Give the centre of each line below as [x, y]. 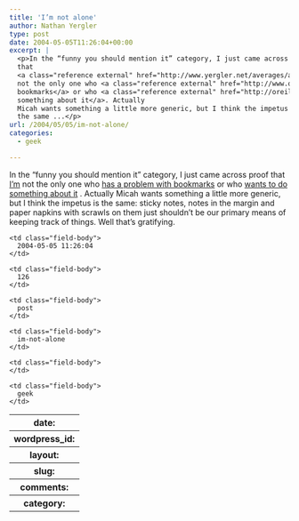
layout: [44, 454]
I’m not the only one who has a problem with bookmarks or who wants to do [148, 184]
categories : [31, 133]
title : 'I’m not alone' [53, 17]
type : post [29, 34]
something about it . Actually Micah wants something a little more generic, [145, 193]
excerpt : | [29, 51]
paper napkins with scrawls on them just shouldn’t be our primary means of [148, 212]
